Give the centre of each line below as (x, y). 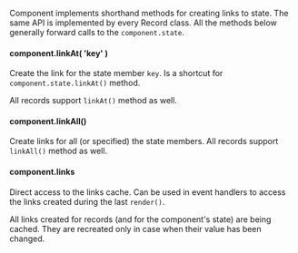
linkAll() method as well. (58, 151)
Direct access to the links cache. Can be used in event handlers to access (148, 192)
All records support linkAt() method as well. (93, 101)
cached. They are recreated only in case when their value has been (135, 229)
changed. (27, 238)
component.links (42, 172)
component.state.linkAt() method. (75, 83)
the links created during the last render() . (87, 201)
